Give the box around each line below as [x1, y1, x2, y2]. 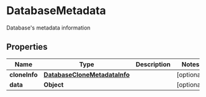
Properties [6, 42, 48, 52]
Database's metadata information [6, 24, 91, 31]
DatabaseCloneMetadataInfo [44, 70, 130, 79]
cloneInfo [9, 70, 38, 79]
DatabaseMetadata [6, 4, 106, 18]
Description [135, 60, 170, 68]
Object [44, 80, 64, 89]
